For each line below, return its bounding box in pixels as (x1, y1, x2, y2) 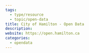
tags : (5, 7, 17, 13)
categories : (5, 36, 30, 41)
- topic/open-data (10, 17, 49, 22)
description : (5, 26, 33, 31)
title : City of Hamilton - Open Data (5, 21, 84, 27)
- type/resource (10, 12, 44, 17)
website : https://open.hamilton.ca (5, 31, 80, 36)
